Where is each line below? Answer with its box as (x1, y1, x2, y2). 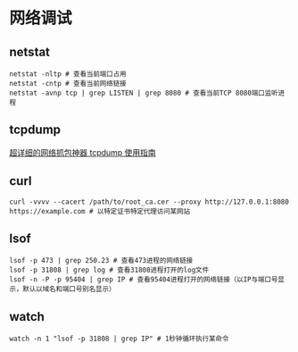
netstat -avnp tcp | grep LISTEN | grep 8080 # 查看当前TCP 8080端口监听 (9, 88, 278, 97)
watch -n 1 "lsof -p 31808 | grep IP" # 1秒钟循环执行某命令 (9, 334, 229, 344)
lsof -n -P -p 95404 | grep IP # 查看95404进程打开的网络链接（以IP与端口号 (9, 275, 278, 284)
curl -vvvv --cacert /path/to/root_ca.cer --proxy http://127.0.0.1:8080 (9, 197, 290, 206)
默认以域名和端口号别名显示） (21, 285, 116, 294)
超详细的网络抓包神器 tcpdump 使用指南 (9, 147, 156, 157)
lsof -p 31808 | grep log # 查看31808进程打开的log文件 (9, 265, 210, 275)
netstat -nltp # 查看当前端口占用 (9, 70, 127, 79)
